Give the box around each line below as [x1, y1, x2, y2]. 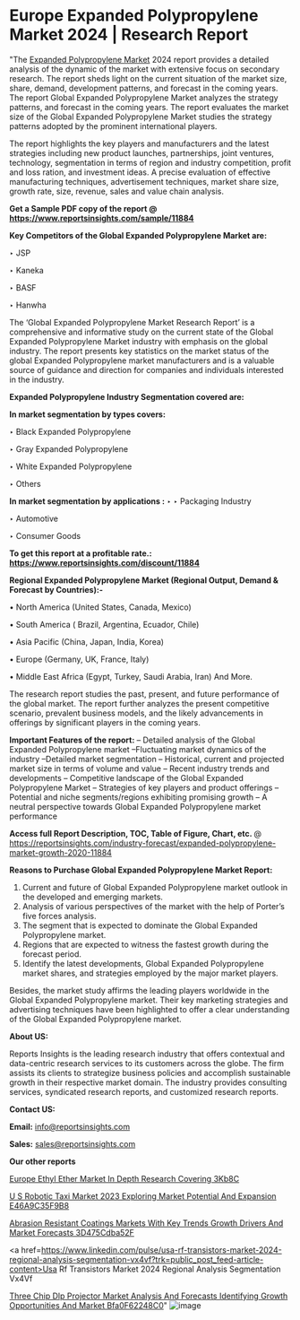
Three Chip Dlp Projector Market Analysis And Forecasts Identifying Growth [9, 1290, 288, 1301]
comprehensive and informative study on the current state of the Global [9, 326, 274, 337]
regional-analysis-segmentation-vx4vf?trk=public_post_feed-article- [9, 1254, 264, 1264]
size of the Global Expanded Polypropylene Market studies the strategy [9, 111, 272, 122]
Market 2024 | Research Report [9, 24, 249, 45]
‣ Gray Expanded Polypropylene [9, 443, 128, 454]
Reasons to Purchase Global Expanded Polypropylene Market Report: [9, 864, 273, 875]
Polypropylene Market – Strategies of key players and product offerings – [9, 782, 279, 793]
